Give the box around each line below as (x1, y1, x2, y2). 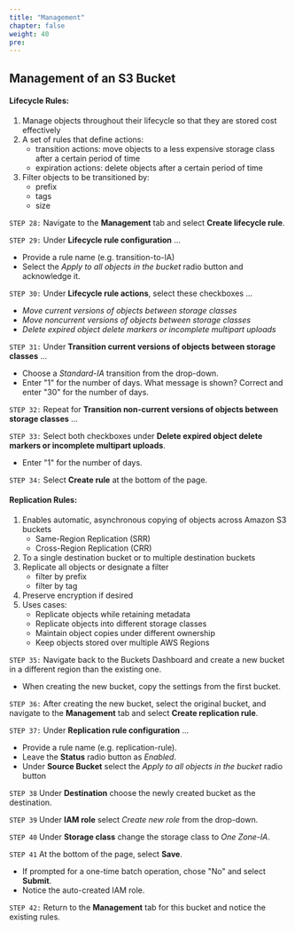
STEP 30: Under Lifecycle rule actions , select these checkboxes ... (9, 288, 253, 298)
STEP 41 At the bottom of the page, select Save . (9, 849, 183, 860)
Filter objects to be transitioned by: (21, 171, 150, 182)
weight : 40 (9, 29, 50, 38)
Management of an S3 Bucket (9, 70, 176, 85)
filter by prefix (35, 571, 87, 582)
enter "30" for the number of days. (21, 386, 149, 397)
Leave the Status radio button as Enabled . (21, 752, 177, 762)
